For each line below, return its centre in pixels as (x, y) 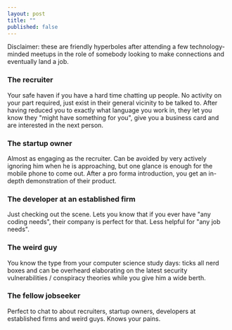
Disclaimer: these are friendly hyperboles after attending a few (98, 47)
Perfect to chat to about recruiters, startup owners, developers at (102, 311)
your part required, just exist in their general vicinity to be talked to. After (112, 103)
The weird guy (32, 248)
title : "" (22, 20)
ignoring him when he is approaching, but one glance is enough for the (110, 166)
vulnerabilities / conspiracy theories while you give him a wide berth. (107, 277)
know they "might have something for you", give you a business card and (113, 117)
